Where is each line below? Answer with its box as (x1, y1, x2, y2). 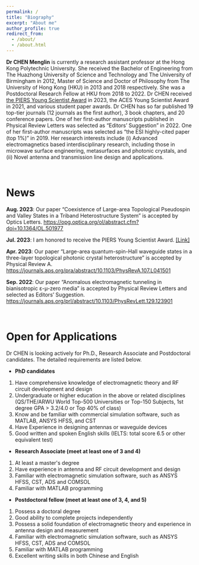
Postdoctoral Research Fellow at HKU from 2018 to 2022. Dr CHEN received (6, 90, 192, 97)
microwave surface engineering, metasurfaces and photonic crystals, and (6, 147, 187, 154)
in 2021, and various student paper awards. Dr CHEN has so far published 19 (6, 103, 194, 110)
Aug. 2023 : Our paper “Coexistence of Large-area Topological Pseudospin (6, 205, 190, 212)
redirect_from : (6, 31, 44, 37)
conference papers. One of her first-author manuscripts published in (6, 115, 174, 122)
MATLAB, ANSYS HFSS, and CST (14, 417, 96, 424)
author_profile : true (6, 25, 60, 32)
